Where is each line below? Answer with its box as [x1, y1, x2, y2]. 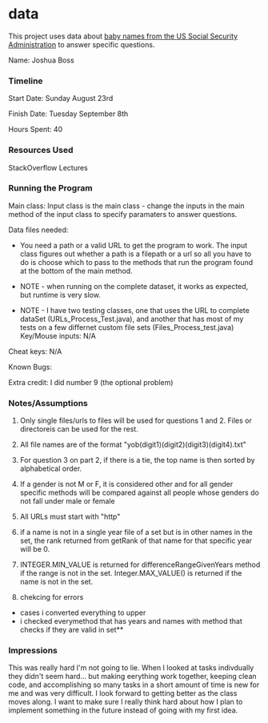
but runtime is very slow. [19, 290, 102, 299]
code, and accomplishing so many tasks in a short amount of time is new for [8, 680, 260, 689]
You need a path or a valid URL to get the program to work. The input [19, 240, 248, 250]
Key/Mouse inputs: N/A [19, 331, 96, 340]
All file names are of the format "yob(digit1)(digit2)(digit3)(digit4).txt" [19, 440, 246, 449]
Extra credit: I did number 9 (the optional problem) [8, 377, 174, 387]
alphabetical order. [19, 464, 82, 473]
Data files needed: [8, 225, 69, 235]
